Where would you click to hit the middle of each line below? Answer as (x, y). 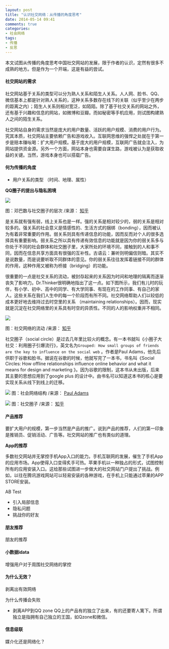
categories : (18, 29)
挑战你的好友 (26, 515)
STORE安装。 (19, 482)
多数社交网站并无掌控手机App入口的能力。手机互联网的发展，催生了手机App (84, 456)
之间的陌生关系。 (27, 119)
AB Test (13, 492)
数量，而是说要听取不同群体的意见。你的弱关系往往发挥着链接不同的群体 (89, 259)
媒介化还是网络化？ (25, 642)
